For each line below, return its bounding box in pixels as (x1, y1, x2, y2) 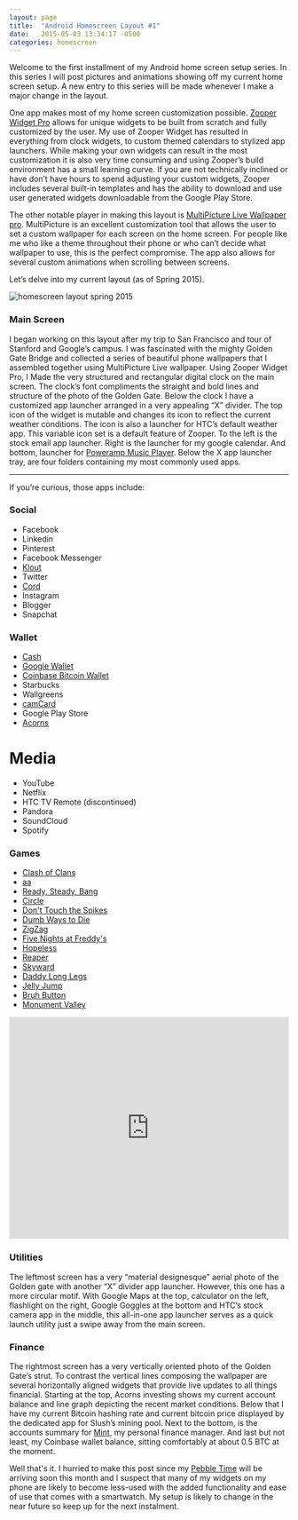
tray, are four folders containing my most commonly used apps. (9, 456, 241, 467)
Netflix (21, 788, 47, 798)
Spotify (21, 825, 49, 835)
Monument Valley (21, 1000, 86, 1010)
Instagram (21, 590, 59, 600)
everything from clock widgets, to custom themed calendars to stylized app (9, 136, 286, 146)
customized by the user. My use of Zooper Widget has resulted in (9, 126, 248, 138)
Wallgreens (21, 689, 64, 700)
